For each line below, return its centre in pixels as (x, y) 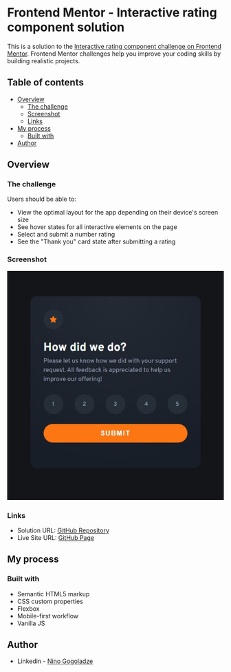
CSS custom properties (50, 601)
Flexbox (28, 608)
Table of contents (45, 83)
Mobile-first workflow (48, 616)
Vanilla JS (31, 623)
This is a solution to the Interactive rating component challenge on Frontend (114, 46)
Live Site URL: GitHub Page (56, 537)
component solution (66, 27)
